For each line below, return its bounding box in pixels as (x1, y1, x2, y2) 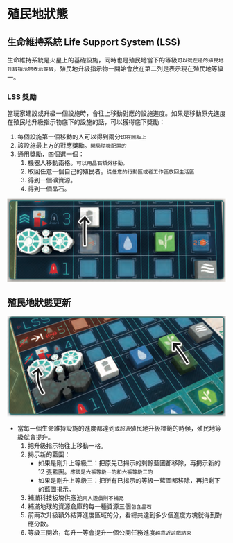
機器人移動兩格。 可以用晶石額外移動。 (27, 159, 128, 167)
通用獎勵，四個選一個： (17, 150, 85, 158)
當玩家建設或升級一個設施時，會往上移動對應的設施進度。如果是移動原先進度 (7, 109, 226, 118)
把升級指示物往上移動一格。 (27, 442, 107, 450)
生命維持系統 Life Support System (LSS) (7, 36, 181, 48)
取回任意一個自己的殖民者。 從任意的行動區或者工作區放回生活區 (27, 167, 195, 175)
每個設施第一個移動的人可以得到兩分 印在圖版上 (17, 132, 147, 141)
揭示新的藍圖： (27, 450, 71, 458)
